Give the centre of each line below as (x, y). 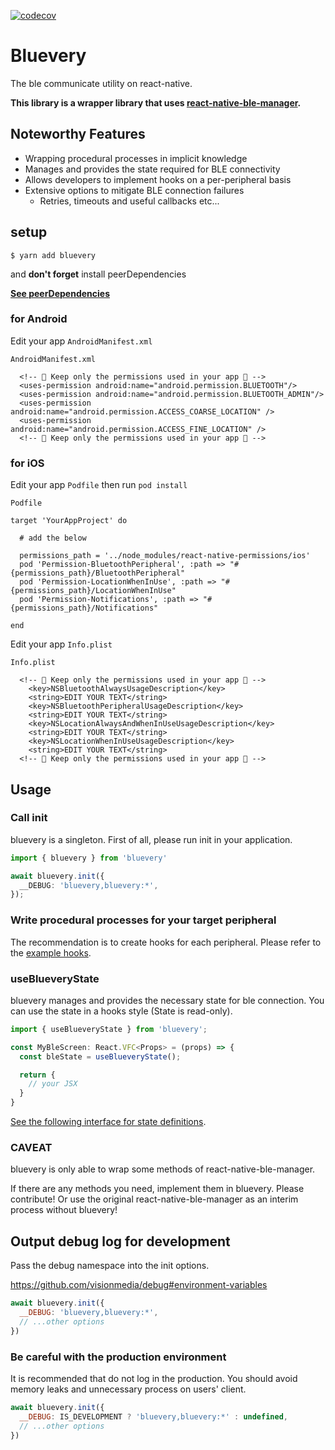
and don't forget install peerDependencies (98, 274)
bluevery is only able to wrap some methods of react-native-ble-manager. (163, 1169)
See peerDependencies (60, 293)
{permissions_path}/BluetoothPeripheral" (98, 573)
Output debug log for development (120, 1241)
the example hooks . (51, 952)
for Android (39, 319)
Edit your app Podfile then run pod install (99, 485)
